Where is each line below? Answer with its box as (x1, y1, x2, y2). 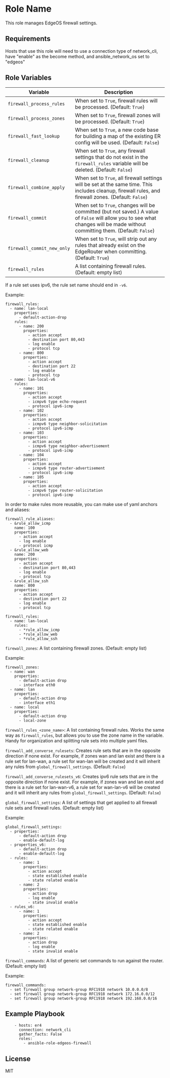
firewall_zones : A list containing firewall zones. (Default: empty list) (5, 645, 147, 651)
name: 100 (14, 525, 35, 530)
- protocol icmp (18, 543, 53, 548)
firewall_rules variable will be (75, 160, 148, 167)
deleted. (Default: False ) (75, 166, 133, 173)
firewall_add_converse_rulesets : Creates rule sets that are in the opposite (5, 747, 161, 753)
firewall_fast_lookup (8, 133, 60, 139)
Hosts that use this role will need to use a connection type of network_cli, (5, 48, 158, 54)
